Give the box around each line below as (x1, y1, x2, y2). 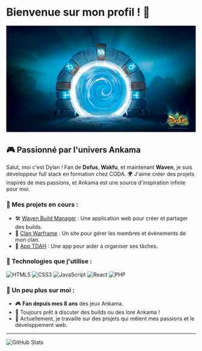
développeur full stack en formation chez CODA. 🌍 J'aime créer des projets (6, 171, 195, 178)
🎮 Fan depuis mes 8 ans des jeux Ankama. (14, 300, 124, 307)
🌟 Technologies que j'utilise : (6, 257, 92, 266)
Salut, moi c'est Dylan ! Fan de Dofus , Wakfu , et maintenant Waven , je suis (6, 163, 192, 171)
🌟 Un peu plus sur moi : (6, 285, 75, 294)
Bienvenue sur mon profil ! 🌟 (6, 5, 150, 19)
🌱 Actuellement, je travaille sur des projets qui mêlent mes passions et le (14, 315, 195, 322)
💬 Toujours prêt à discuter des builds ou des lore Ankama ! (14, 309, 161, 316)
